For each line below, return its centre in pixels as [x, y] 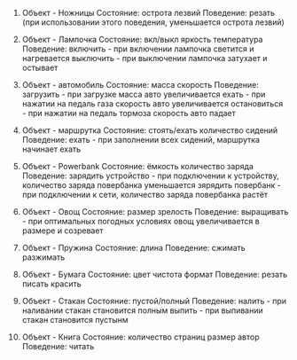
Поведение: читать [58, 346]
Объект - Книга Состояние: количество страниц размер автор [141, 337]
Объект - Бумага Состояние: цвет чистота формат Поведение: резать [155, 274]
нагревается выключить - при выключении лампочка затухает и [145, 58]
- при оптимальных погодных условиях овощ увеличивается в [141, 221]
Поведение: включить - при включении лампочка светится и [138, 49]
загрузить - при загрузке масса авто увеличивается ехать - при [144, 94]
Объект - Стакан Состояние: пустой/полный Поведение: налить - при [154, 301]
